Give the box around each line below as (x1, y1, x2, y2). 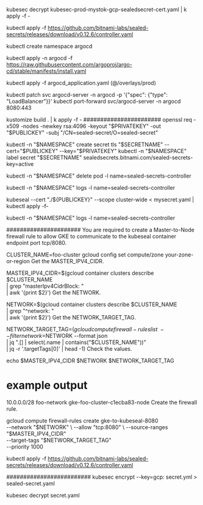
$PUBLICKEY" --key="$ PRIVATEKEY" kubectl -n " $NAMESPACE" (22, 148, 187, 154)
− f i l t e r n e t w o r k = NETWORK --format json (6, 332, 108, 339)
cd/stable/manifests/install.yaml (6, 67, 87, 75)
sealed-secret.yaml (6, 479, 55, 487)
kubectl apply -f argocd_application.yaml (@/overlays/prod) (6, 80, 157, 86)
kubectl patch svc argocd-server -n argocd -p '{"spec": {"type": (6, 91, 168, 98)
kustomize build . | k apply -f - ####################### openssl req (6, 116, 193, 123)
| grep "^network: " (6, 307, 54, 315)
